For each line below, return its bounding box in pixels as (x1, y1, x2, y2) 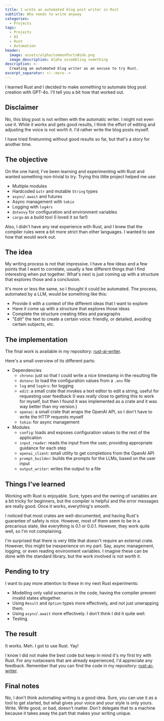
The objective (5, 156, 48, 164)
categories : (5, 16, 29, 21)
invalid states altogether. (12, 595, 62, 601)
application (19, 435, 42, 441)
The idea (5, 248, 33, 256)
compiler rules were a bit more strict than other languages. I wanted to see (5, 229, 155, 235)
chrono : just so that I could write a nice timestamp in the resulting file (19, 373, 158, 379)
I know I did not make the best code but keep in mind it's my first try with (5, 652, 152, 658)
